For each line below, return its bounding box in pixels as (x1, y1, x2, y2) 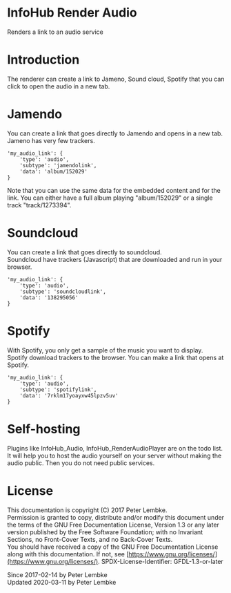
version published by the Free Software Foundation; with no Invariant (7, 527, 203, 536)
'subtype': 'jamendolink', (19, 162, 97, 169)
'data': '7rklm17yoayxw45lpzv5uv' (19, 392, 119, 399)
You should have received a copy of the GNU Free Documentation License (7, 543, 219, 551)
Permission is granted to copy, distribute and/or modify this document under (7, 513, 225, 521)
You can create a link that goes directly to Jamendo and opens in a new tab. (7, 129, 223, 138)
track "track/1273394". (7, 200, 72, 209)
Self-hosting (7, 421, 81, 437)
